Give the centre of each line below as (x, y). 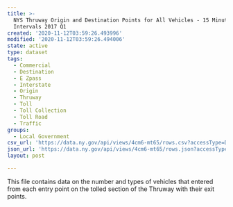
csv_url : (20, 143)
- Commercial (32, 65)
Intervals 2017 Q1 (40, 26)
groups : (18, 130)
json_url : (21, 149)
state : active (28, 46)
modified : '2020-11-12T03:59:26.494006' (67, 40)
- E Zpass (27, 78)
